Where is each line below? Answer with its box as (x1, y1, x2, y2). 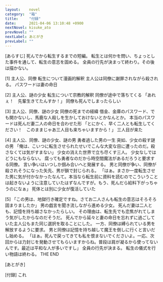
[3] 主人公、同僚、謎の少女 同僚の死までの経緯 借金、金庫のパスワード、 (5, 108, 151, 114)
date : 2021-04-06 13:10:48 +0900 (5, 20, 84, 26)
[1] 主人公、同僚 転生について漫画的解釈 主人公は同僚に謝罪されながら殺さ (5, 75, 154, 81)
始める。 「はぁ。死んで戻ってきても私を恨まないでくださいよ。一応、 (9, 233, 150, 239)
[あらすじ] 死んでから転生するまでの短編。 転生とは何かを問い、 (5, 53, 134, 59)
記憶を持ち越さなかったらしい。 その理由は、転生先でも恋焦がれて (13, 208, 147, 214)
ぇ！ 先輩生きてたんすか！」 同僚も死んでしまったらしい (5, 98, 121, 104)
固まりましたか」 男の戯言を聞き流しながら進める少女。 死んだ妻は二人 (5, 202, 148, 208)
